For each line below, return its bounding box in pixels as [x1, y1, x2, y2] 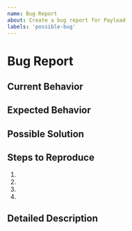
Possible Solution [7, 128, 85, 140]
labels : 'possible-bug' [7, 23, 76, 30]
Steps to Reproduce [7, 152, 95, 164]
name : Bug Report [7, 10, 58, 17]
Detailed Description [7, 212, 99, 224]
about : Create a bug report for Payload [7, 17, 126, 24]
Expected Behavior [7, 104, 92, 116]
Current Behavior [7, 81, 83, 93]
